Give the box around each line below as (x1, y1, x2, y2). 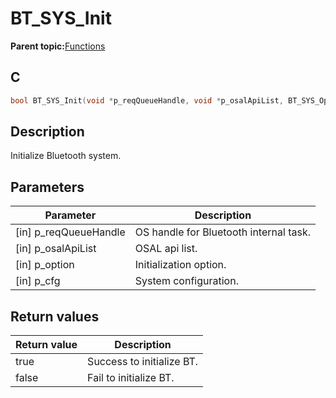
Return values (10, 308, 100, 325)
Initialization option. (134, 258, 227, 272)
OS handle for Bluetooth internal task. (134, 225, 311, 239)
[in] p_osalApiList (15, 242, 97, 256)
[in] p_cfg (15, 274, 61, 288)
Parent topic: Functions (10, 40, 106, 52)
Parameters (10, 178, 85, 196)
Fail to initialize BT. (87, 371, 175, 385)
